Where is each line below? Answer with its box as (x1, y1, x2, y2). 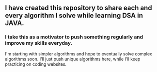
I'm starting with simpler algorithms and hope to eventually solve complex (5, 51, 152, 56)
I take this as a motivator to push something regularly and (5, 34, 143, 40)
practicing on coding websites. (5, 61, 67, 67)
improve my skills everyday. (5, 40, 73, 47)
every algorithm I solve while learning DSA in (5, 12, 143, 20)
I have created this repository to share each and (5, 4, 152, 12)
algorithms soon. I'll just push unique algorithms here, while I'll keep (5, 56, 141, 62)
